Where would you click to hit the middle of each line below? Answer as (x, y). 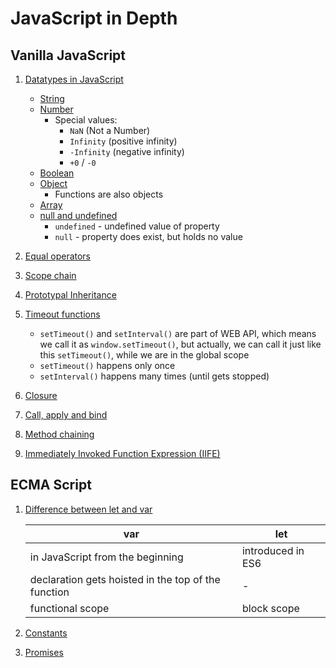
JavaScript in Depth (94, 18)
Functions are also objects (109, 194)
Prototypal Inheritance (70, 295)
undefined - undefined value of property (137, 226)
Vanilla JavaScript (68, 55)
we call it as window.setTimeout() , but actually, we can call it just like (180, 344)
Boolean (57, 173)
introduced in (273, 550)
